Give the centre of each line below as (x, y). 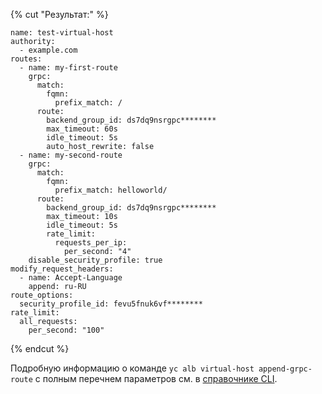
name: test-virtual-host (62, 33)
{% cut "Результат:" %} (59, 14)
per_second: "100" (66, 330)
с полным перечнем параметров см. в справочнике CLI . (156, 378)
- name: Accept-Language (71, 278)
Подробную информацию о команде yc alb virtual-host (132, 368)
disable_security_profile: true (95, 260)
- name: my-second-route (71, 155)
